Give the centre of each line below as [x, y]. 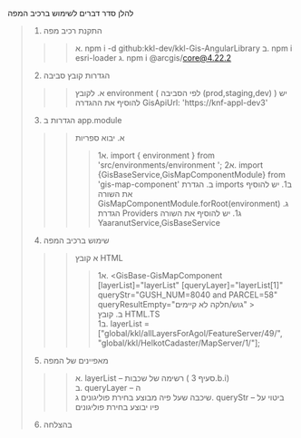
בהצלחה [58, 424]
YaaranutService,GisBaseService [159, 223]
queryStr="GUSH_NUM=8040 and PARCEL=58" [187, 295]
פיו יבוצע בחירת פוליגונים [117, 407]
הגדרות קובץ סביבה [77, 75]
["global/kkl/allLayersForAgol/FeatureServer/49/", [190, 333]
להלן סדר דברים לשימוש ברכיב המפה [71, 13]
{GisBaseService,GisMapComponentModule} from [191, 175]
